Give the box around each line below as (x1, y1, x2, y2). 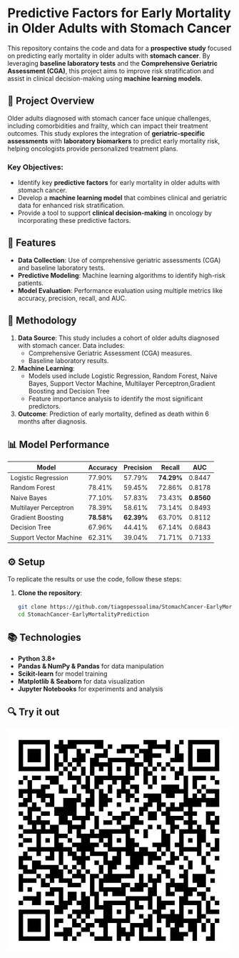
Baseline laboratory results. (28, 356, 109, 365)
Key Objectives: (7, 162, 64, 172)
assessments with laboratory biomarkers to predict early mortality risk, (7, 136, 220, 145)
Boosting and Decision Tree (28, 386, 110, 395)
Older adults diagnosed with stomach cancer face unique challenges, (7, 114, 212, 122)
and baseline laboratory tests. (17, 263, 106, 272)
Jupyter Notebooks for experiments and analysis (17, 684, 163, 693)
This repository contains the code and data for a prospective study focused (7, 44, 232, 52)
